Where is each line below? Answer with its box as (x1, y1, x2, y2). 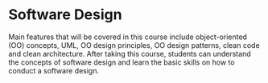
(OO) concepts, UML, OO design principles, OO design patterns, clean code (8, 40, 260, 49)
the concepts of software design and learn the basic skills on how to (8, 57, 235, 67)
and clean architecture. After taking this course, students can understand (8, 49, 251, 58)
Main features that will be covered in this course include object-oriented (8, 32, 248, 41)
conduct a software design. (8, 65, 99, 75)
